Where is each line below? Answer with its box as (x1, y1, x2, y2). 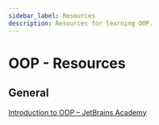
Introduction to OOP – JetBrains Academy (8, 107, 147, 117)
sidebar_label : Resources (8, 11, 95, 20)
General (8, 86, 50, 100)
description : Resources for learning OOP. (8, 19, 153, 27)
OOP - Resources (8, 54, 127, 73)
